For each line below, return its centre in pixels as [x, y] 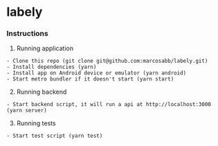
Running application [45, 48]
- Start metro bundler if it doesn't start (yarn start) [90, 79]
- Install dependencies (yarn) [52, 67]
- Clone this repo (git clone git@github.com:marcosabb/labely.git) [107, 61]
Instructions [28, 34]
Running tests [36, 123]
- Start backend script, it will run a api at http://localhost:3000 [109, 105]
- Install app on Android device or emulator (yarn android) [97, 73]
